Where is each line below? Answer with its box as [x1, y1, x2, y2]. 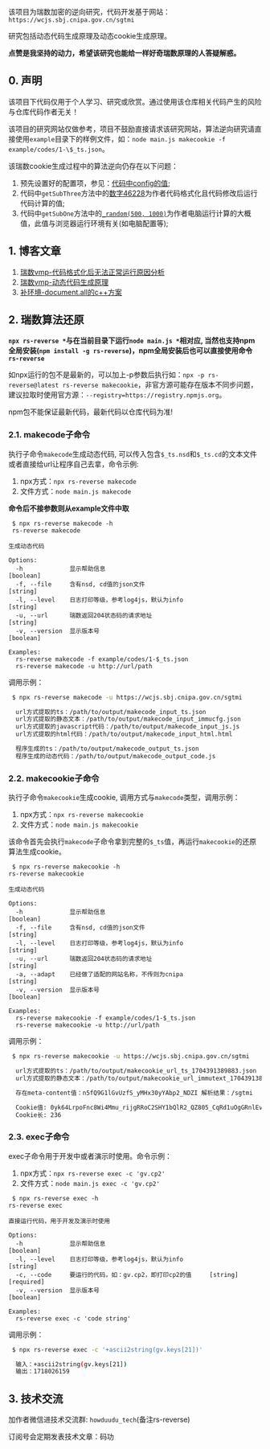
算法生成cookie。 [8, 847, 67, 856]
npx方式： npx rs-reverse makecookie [19, 810, 144, 819]
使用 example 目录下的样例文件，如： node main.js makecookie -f [14, 133, 227, 143]
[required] [8, 1278, 45, 1286]
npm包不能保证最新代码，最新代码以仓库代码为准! [8, 407, 174, 417]
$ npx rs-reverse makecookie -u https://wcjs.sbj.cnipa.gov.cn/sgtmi [11, 1053, 250, 1061]
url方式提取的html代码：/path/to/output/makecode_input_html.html [15, 730, 233, 738]
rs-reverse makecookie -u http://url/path [15, 1021, 160, 1029]
